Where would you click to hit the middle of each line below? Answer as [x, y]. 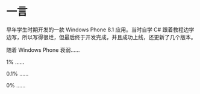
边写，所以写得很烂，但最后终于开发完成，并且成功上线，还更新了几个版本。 [101, 37]
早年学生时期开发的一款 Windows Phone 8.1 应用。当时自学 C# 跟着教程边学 [100, 30]
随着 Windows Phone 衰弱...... [43, 50]
